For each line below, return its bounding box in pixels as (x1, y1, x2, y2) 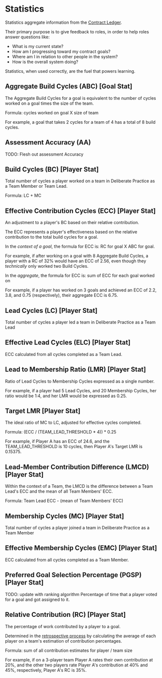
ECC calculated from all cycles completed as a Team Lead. (5, 351, 123, 357)
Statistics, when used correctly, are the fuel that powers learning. (5, 68, 136, 74)
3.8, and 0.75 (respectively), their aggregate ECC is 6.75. (5, 292, 118, 298)
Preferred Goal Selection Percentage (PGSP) (5, 571, 142, 579)
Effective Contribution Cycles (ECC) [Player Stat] (5, 207, 156, 215)
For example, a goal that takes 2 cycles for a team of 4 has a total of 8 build (5, 119, 156, 125)
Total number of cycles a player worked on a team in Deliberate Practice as (5, 178, 155, 184)
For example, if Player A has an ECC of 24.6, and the (5, 438, 110, 444)
